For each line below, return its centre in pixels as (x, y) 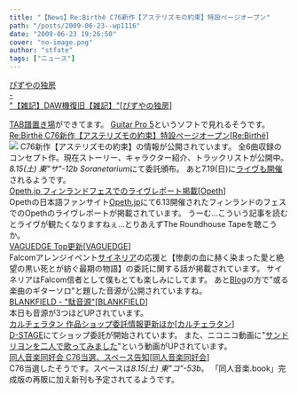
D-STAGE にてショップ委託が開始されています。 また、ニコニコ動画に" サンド (149, 335)
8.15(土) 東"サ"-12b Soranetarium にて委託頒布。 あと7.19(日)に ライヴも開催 (146, 169)
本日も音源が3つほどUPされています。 (79, 313)
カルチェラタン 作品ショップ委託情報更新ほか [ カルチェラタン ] (122, 324)
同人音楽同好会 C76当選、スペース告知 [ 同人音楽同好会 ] (110, 357)
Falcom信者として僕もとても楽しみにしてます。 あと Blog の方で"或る (164, 279)
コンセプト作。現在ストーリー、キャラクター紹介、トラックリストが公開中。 (149, 157)
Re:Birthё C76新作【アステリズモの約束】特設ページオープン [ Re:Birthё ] (139, 135)
